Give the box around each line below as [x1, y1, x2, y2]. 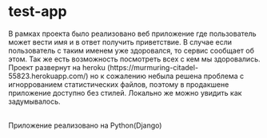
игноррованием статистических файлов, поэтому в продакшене [8, 79, 229, 89]
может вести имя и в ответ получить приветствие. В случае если [8, 37, 233, 46]
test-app [8, 2, 67, 21]
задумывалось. [8, 97, 62, 106]
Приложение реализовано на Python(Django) [8, 120, 162, 130]
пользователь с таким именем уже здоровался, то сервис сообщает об [8, 45, 254, 55]
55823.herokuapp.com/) [8, 71, 89, 81]
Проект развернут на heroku [8, 62, 106, 72]
